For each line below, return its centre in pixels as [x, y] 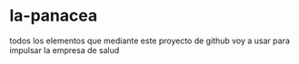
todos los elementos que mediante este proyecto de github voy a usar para [150, 41]
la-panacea [54, 16]
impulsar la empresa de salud [65, 50]
